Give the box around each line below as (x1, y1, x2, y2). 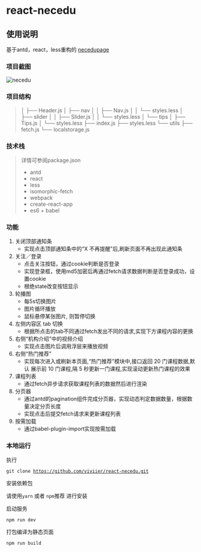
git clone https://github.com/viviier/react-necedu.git (6, 469, 149, 475)
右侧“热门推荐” (14, 350, 52, 358)
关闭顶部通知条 (14, 238, 52, 245)
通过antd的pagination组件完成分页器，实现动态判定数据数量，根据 (23, 395, 188, 403)
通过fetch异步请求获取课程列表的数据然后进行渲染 (23, 380, 148, 388)
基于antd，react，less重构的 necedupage (6, 46, 109, 53)
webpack (29, 194, 53, 201)
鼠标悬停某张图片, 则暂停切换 (23, 313, 96, 320)
